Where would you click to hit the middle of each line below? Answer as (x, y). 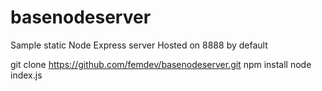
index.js (26, 75)
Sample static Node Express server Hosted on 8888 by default (139, 45)
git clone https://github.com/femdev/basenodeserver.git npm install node (161, 64)
